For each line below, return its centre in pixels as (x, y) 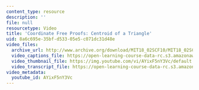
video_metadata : (26, 72)
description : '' (26, 17)
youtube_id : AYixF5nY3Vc (42, 78)
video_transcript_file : (41, 67)
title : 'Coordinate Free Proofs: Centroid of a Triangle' (79, 34)
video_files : (22, 45)
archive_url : (28, 50)
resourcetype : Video (32, 28)
